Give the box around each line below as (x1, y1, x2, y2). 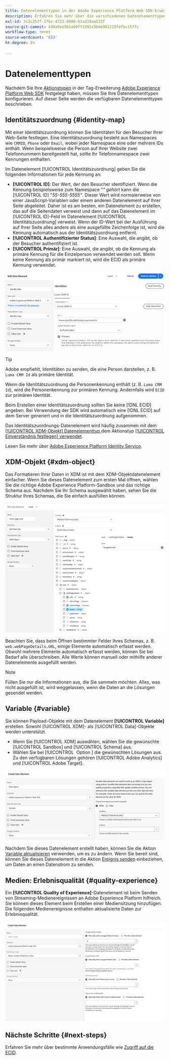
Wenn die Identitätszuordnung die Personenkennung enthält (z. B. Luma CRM (5, 381, 162, 387)
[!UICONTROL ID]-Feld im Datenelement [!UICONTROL (12, 213, 127, 219)
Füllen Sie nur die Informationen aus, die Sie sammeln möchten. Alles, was (5, 679, 160, 685)
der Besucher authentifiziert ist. (12, 240, 79, 246)
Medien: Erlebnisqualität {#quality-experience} (5, 876, 158, 885)
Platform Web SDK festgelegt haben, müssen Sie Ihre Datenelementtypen (5, 90, 158, 96)
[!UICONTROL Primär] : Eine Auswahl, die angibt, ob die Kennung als (12, 246, 156, 252)
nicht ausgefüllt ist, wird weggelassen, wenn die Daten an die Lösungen (5, 685, 155, 691)
